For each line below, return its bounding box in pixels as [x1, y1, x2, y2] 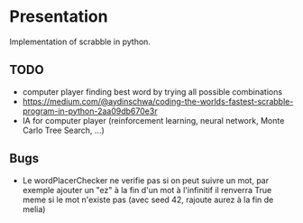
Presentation [9, 6, 108, 27]
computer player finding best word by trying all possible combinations [22, 86, 282, 97]
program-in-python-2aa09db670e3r [22, 106, 158, 116]
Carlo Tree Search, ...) [22, 125, 106, 135]
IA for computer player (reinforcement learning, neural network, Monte [22, 115, 285, 125]
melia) [22, 203, 46, 214]
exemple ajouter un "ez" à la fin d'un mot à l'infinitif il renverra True [22, 184, 272, 195]
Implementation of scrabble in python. [9, 36, 151, 47]
